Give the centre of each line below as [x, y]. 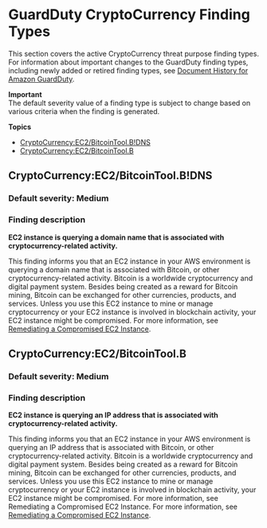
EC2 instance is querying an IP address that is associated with [114, 415]
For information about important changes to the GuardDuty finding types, [128, 62]
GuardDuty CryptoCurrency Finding [130, 15]
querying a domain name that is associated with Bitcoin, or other [114, 269]
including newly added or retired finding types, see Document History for [128, 70]
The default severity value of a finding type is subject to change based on [130, 103]
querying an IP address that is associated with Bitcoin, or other [111, 448]
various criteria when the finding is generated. [84, 111]
